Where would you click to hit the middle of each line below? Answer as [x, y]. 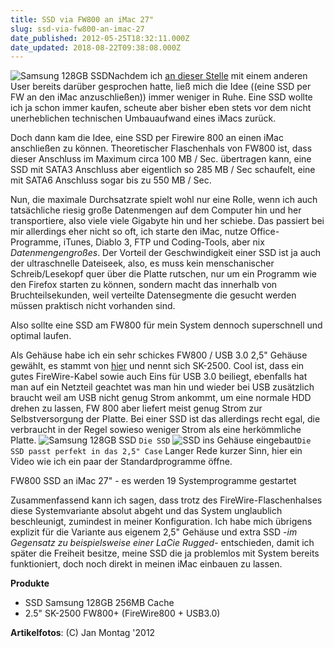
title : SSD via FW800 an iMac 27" [82, 19]
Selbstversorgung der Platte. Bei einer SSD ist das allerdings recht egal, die [165, 419]
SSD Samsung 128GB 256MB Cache [99, 603]
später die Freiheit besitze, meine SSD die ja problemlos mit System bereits [165, 553]
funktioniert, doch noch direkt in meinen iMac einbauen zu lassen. [146, 564]
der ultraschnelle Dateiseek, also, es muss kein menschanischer [142, 263]
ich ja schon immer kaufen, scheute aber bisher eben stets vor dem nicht [161, 108]
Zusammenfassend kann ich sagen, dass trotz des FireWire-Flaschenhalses [166, 500]
